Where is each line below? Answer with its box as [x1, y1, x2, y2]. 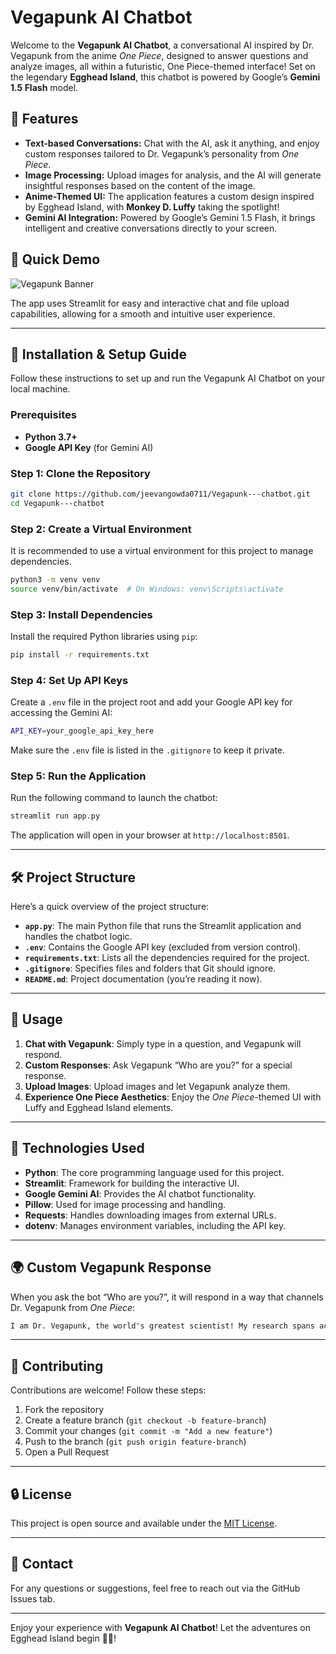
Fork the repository [24, 1404, 105, 1416]
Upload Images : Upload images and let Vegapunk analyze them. [24, 1080, 291, 1092]
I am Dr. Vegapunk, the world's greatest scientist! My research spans [10, 1321, 315, 1331]
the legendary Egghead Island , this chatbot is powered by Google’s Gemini [10, 71, 321, 83]
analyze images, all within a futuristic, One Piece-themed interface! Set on [10, 60, 316, 72]
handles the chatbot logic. [24, 931, 133, 943]
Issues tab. [10, 1592, 56, 1605]
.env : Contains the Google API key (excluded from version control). [24, 941, 301, 953]
